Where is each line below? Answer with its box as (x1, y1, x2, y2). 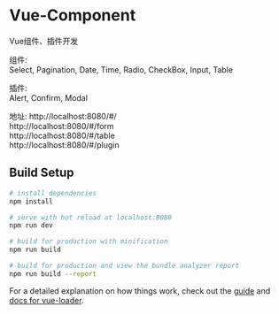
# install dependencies (9, 188, 97, 197)
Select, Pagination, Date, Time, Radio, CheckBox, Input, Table (9, 64, 233, 75)
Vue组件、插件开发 (9, 35, 79, 46)
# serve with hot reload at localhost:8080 (9, 213, 173, 222)
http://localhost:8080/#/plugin (9, 139, 120, 150)
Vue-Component (9, 5, 136, 26)
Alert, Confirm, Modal (9, 92, 89, 103)
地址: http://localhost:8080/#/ (9, 111, 117, 121)
